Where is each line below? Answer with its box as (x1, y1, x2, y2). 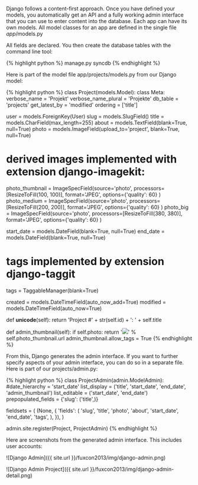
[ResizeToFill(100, (6, 191, 49, 198)
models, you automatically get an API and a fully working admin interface (6, 11, 184, 18)
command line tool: (6, 48, 53, 55)
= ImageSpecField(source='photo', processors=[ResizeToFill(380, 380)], (6, 210, 183, 217)
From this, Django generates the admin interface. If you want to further (6, 352, 178, 359)
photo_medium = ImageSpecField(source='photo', (6, 197, 128, 204)
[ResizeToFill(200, (6, 203, 50, 210)
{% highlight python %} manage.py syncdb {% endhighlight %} (6, 59, 161, 66)
